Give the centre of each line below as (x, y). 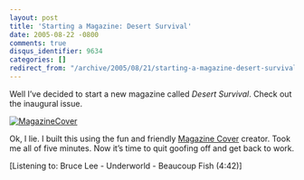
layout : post (34, 18)
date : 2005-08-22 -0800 (54, 34)
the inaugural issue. (46, 103)
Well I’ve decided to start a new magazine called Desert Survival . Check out (151, 94)
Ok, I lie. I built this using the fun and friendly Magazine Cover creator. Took (150, 138)
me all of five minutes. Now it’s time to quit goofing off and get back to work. (152, 148)
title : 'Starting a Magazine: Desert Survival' (101, 26)
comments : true (38, 43)
